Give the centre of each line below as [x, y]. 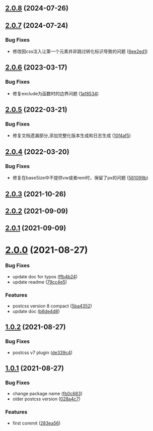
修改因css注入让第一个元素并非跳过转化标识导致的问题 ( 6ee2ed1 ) [80, 51]
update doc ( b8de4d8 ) [36, 312]
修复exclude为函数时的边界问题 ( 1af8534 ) [56, 93]
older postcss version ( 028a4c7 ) [46, 399]
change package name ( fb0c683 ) [47, 394]
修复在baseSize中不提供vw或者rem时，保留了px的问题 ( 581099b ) [80, 178]
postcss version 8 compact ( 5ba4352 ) [52, 306]
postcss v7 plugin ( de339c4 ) [43, 352]
